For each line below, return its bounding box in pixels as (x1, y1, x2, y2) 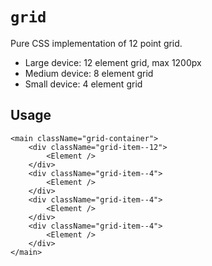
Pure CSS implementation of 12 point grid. (10, 37, 183, 49)
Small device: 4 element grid (24, 78, 143, 90)
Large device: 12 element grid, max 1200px (24, 56, 202, 68)
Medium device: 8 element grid (24, 67, 154, 79)
